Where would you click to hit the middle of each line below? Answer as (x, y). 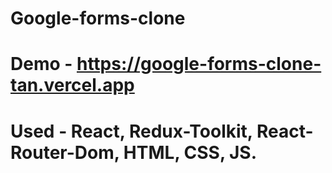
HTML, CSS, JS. (190, 152)
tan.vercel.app (72, 85)
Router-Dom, (65, 152)
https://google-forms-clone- (199, 64)
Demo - (41, 64)
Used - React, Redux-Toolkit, (131, 131)
